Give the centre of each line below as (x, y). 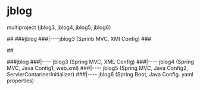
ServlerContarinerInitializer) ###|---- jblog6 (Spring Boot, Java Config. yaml (100, 74)
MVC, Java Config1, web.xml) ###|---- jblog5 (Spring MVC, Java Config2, (97, 68)
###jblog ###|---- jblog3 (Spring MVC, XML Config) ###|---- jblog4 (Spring (100, 62)
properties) (21, 81)
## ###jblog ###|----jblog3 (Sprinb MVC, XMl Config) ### (79, 38)
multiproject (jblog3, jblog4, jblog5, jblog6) (59, 27)
